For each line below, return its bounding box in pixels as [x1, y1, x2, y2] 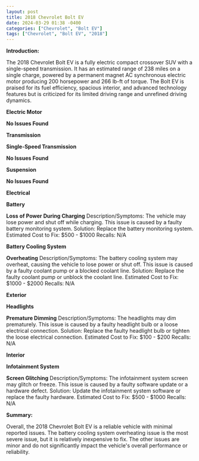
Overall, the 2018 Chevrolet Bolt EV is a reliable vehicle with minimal [6, 423, 173, 430]
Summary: [6, 412, 33, 419]
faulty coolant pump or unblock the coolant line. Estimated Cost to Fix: [6, 274, 179, 281]
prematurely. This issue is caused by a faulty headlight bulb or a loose [6, 321, 178, 328]
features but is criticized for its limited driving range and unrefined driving [6, 91, 187, 98]
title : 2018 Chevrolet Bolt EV [6, 14, 84, 20]
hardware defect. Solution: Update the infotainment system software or [6, 387, 181, 394]
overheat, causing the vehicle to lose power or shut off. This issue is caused [6, 261, 193, 268]
